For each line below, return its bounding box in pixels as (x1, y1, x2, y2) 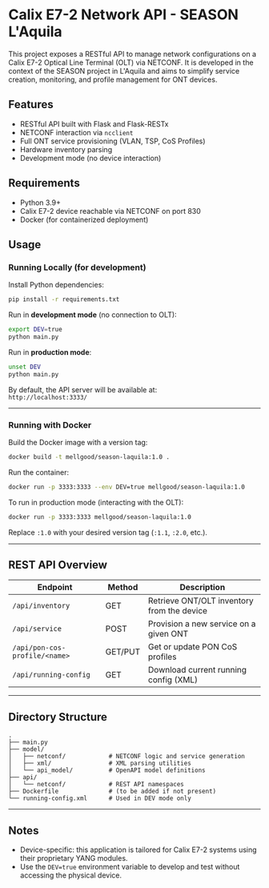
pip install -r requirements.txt (8, 295, 120, 303)
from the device (147, 605, 208, 617)
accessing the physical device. (19, 870, 122, 880)
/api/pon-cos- (12, 643, 66, 653)
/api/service (12, 625, 62, 633)
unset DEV (8, 363, 42, 371)
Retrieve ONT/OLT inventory (147, 595, 254, 606)
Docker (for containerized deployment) (19, 215, 149, 224)
